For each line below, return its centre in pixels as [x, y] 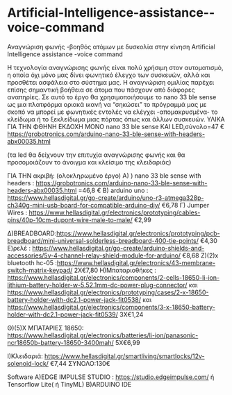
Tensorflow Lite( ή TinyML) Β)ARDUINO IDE [69, 384]
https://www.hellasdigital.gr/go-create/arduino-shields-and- [118, 248]
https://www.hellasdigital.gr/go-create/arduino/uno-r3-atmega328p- [106, 197]
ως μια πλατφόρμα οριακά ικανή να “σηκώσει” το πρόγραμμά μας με [107, 104]
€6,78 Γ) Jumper [185, 205]
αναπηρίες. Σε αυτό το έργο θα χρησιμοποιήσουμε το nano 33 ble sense [112, 97]
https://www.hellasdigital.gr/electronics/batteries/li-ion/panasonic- [103, 335]
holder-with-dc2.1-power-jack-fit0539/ [63, 314]
